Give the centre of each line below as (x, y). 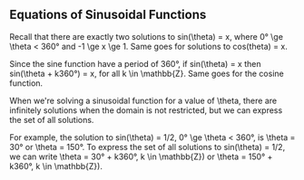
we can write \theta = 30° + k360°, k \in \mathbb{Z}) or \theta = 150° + (141, 156)
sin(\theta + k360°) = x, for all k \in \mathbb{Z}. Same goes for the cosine (147, 73)
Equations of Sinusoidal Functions (108, 15)
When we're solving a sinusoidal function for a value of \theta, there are (143, 100)
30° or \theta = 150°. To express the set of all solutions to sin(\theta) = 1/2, (147, 147)
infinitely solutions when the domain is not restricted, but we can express (146, 110)
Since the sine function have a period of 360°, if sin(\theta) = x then (135, 63)
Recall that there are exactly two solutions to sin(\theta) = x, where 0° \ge (147, 36)
